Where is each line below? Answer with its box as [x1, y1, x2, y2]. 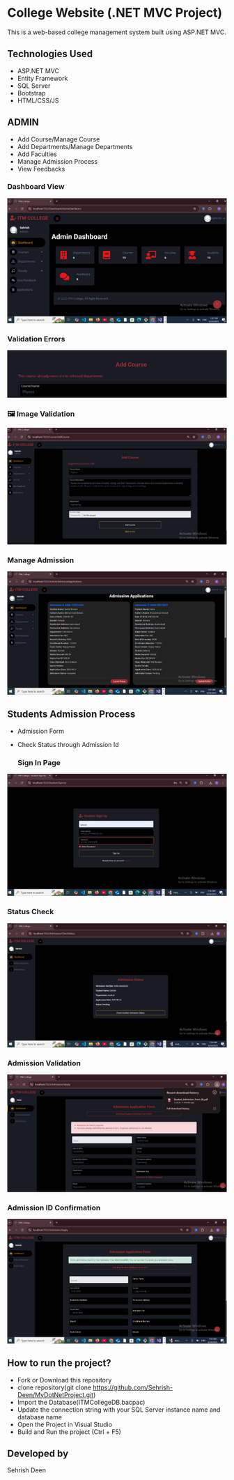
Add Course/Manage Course [17, 134, 100, 144]
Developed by [7, 1447, 69, 1459]
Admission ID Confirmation [7, 1203, 101, 1212]
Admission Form [17, 727, 65, 735]
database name [17, 1412, 63, 1421]
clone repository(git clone [17, 1383, 92, 1392]
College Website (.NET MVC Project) [7, 5, 223, 21]
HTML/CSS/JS [17, 96, 59, 105]
